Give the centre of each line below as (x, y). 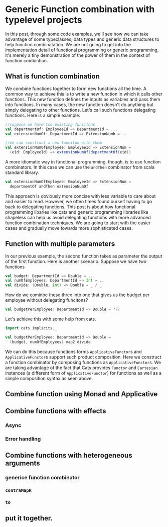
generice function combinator (42, 477)
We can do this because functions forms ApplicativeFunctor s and (73, 352)
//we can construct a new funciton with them (53, 143)
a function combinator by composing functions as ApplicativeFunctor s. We (83, 362)
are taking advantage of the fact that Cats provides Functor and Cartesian (81, 368)
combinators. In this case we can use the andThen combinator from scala (80, 167)
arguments (23, 463)
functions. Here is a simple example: (43, 115)
